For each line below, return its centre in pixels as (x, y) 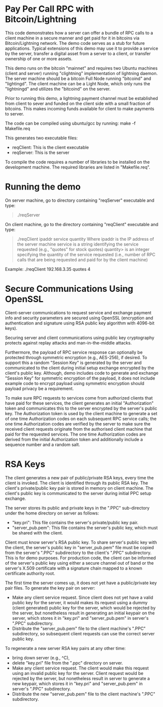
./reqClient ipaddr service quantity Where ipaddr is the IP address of (85, 239)
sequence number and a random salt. (43, 444)
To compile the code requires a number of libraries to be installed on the (77, 162)
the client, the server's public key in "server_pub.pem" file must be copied (80, 547)
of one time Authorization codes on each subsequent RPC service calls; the (81, 419)
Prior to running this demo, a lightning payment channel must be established (81, 98)
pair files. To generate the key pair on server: (50, 588)
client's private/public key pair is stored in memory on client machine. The (79, 488)
